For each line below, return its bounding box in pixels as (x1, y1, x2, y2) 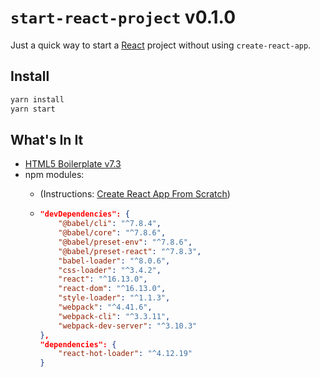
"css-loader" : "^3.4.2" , (58, 265, 162, 275)
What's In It (10, 131, 84, 148)
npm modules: (24, 169, 85, 181)
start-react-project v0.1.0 (10, 6, 237, 29)
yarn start (10, 104, 56, 114)
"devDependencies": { (39, 209, 130, 220)
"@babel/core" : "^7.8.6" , (58, 228, 167, 238)
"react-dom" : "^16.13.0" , (58, 284, 167, 294)
